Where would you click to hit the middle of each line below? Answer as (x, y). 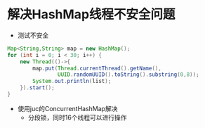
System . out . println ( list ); (72, 82)
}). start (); (37, 88)
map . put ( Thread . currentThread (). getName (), (97, 68)
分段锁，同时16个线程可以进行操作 (77, 117)
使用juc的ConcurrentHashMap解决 (67, 108)
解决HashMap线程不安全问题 (91, 14)
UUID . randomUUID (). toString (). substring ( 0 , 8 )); (128, 75)
